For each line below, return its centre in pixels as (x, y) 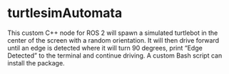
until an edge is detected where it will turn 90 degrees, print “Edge (105, 48)
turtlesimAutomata (65, 13)
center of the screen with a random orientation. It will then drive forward (113, 40)
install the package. (36, 63)
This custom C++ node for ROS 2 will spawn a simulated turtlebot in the (113, 33)
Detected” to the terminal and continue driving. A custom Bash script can (115, 55)
